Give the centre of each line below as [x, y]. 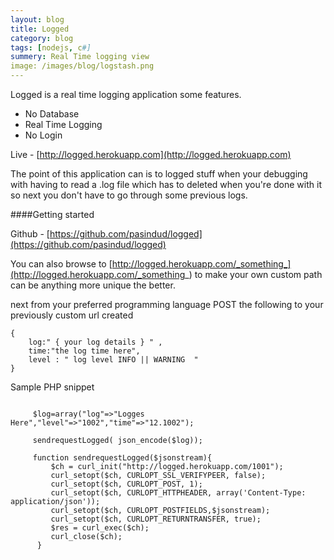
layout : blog [37, 19]
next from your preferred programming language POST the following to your [167, 304]
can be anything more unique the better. [93, 285]
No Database [52, 114]
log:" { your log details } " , [95, 342]
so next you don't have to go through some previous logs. [129, 195]
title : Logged [40, 29]
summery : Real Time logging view [80, 57]
